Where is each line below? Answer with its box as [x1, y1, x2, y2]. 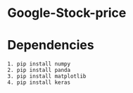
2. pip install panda [7, 67, 71, 74]
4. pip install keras [7, 79, 71, 86]
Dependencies [7, 37, 94, 54]
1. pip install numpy [7, 61, 71, 68]
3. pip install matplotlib [7, 73, 87, 80]
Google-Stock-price [7, 5, 127, 21]
